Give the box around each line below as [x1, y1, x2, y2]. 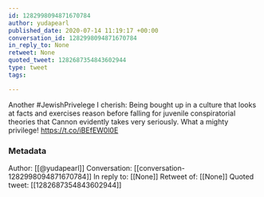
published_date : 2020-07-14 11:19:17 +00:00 [8, 26, 159, 34]
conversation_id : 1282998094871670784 [8, 33, 137, 42]
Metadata [8, 145, 46, 156]
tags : [8, 71, 26, 79]
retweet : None [8, 49, 56, 57]
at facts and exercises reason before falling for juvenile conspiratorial [8, 108, 236, 118]
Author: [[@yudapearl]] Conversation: [8, 163, 133, 172]
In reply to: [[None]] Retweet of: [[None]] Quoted [93, 171, 254, 181]
